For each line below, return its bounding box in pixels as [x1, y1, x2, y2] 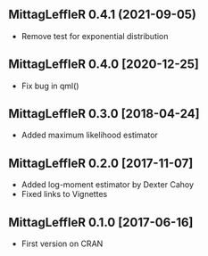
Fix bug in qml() [21, 80, 79, 91]
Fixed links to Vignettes [21, 189, 108, 200]
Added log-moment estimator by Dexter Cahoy [21, 179, 194, 190]
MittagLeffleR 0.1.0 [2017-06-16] [8, 214, 194, 230]
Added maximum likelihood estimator [21, 129, 158, 141]
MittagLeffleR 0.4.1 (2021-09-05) [8, 7, 197, 22]
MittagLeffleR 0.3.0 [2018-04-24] [8, 106, 200, 121]
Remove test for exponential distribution [21, 30, 169, 41]
